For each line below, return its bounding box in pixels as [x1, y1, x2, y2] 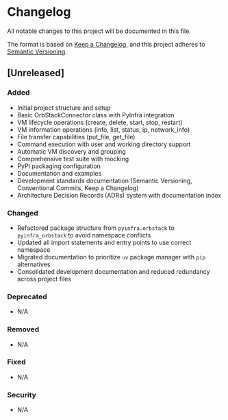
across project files [16, 275, 72, 283]
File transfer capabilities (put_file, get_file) [16, 132, 136, 141]
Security [7, 390, 36, 399]
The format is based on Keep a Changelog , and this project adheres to [7, 40, 205, 48]
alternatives [16, 260, 51, 268]
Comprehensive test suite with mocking [16, 154, 129, 163]
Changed [7, 208, 39, 218]
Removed [7, 325, 40, 334]
